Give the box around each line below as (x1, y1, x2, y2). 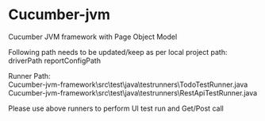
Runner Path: (8, 71, 51, 80)
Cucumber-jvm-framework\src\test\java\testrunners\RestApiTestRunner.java (8, 88, 258, 97)
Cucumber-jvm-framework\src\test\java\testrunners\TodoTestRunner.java (8, 80, 248, 89)
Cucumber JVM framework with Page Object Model (8, 32, 178, 41)
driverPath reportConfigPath (8, 56, 102, 65)
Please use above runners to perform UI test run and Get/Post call (8, 103, 224, 113)
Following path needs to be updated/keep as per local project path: (8, 47, 228, 57)
